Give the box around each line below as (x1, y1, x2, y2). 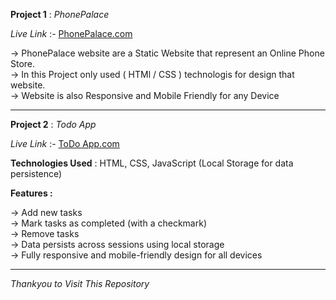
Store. (10, 58, 36, 69)
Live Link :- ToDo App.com (10, 138, 120, 149)
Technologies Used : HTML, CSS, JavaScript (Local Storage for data (10, 157, 294, 169)
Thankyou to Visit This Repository (10, 278, 150, 289)
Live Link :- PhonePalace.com (10, 28, 133, 39)
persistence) (10, 168, 63, 179)
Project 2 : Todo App (10, 119, 97, 130)
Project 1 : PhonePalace (10, 9, 110, 20)
